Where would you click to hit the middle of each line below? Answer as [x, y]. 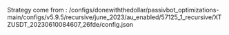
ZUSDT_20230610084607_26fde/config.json [70, 24]
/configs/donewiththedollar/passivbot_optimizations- [144, 10]
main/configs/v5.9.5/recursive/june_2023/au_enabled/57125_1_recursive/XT [114, 17]
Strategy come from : [37, 10]
